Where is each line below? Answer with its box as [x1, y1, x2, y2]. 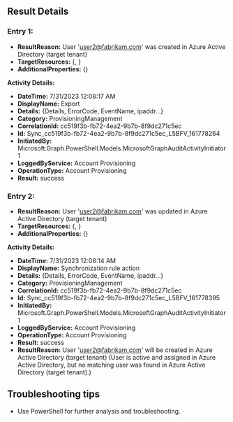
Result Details [7, 6, 69, 17]
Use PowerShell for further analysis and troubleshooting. [17, 407, 181, 415]
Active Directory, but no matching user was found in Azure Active [17, 360, 206, 369]
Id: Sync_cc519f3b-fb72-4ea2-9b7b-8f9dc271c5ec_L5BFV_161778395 [17, 293, 220, 302]
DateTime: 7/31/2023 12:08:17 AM [17, 92, 116, 100]
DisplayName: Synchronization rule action [17, 264, 140, 272]
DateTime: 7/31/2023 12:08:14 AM [17, 256, 116, 265]
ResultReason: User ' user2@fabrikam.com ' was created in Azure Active [17, 42, 226, 51]
